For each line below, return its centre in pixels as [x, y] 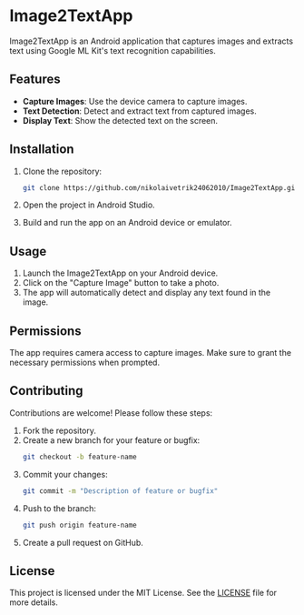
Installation [42, 150]
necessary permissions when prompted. [85, 363]
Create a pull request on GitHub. [83, 542]
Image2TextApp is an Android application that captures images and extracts [151, 41]
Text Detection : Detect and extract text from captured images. [139, 111]
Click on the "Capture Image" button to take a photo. [121, 283]
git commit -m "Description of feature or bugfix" [120, 491]
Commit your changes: [65, 474]
